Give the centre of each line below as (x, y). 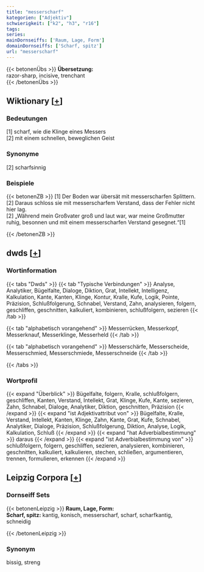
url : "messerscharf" (33, 52)
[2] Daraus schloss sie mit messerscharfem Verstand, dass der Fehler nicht (101, 203)
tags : (13, 29)
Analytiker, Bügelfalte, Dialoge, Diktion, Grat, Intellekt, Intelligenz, (88, 290)
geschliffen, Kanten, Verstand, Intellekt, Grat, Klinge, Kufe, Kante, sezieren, (100, 401)
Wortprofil (22, 381)
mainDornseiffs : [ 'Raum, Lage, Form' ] (55, 40)
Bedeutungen (27, 118)
